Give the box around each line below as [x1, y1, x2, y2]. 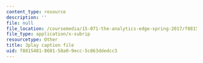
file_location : [6, 25, 45, 32]
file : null [6, 20, 34, 26]
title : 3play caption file [6, 43, 74, 49]
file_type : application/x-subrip [6, 31, 91, 37]
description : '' [6, 14, 47, 20]
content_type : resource [6, 8, 66, 15]
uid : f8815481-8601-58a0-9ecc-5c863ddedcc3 [6, 48, 118, 54]
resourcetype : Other [6, 37, 59, 43]
